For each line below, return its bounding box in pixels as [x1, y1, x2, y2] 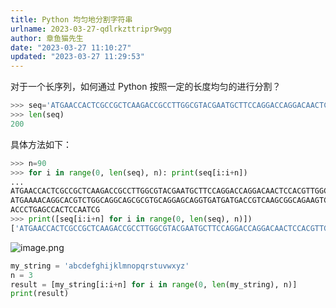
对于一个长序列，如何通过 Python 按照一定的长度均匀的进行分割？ [10, 81, 282, 93]
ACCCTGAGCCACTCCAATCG [10, 205, 101, 215]
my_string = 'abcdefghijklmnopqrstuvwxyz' [10, 261, 190, 271]
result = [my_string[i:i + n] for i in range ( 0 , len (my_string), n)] [10, 279, 298, 290]
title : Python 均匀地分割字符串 [10, 14, 133, 25]
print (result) [10, 289, 70, 299]
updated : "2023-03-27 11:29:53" [10, 52, 145, 62]
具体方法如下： [10, 138, 72, 150]
